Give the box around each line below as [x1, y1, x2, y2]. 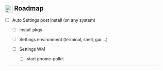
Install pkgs [19, 27, 43, 33]
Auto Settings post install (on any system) [12, 17, 96, 23]
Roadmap [14, 4, 44, 13]
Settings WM [19, 46, 45, 52]
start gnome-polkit [26, 56, 64, 62]
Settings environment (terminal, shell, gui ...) [19, 37, 108, 43]
